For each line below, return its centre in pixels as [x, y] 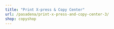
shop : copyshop [21, 19]
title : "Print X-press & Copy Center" [45, 10]
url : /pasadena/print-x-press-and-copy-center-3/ [57, 14]
